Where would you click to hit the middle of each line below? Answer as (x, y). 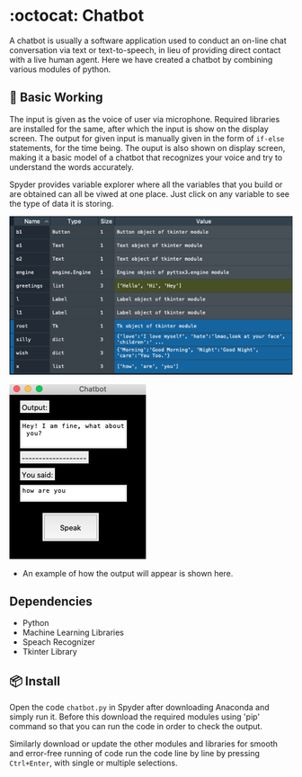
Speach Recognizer (59, 642)
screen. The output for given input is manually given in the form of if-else (147, 138)
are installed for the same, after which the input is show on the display (139, 129)
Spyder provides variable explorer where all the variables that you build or (146, 184)
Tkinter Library (50, 652)
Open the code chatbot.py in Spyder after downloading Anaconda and (139, 708)
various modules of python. (60, 69)
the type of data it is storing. (62, 203)
